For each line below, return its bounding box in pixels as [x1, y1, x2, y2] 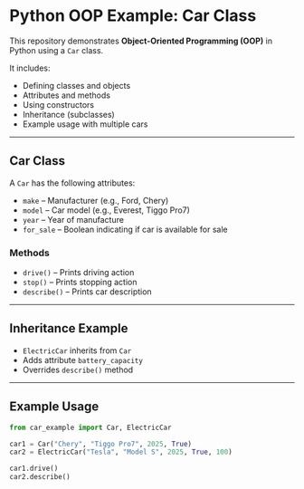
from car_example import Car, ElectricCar [9, 423, 172, 432]
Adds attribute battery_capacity [22, 354, 143, 365]
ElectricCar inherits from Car [22, 345, 132, 356]
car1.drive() [9, 464, 59, 474]
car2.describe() [9, 473, 71, 482]
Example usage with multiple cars [22, 119, 148, 129]
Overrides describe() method [22, 364, 134, 375]
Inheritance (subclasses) [22, 109, 115, 120]
